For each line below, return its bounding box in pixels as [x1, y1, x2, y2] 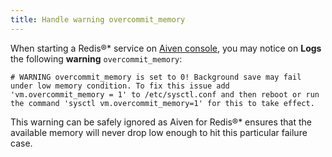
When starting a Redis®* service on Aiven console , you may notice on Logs [10, 42, 322, 54]
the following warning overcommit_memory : [10, 52, 183, 65]
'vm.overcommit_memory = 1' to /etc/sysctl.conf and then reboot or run [10, 89, 320, 100]
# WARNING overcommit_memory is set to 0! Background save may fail [10, 72, 302, 82]
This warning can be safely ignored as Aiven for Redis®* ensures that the [10, 116, 312, 128]
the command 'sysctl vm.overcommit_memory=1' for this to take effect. [10, 98, 315, 108]
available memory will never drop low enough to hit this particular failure [10, 126, 308, 138]
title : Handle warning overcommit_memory [10, 14, 186, 25]
